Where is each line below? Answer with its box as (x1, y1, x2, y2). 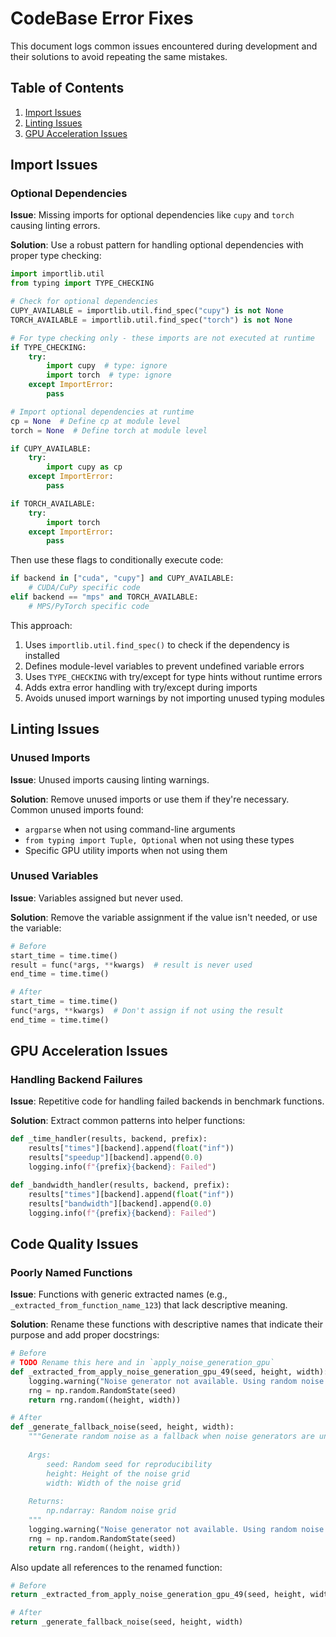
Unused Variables (10, 869, 99, 883)
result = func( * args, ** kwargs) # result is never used (10, 960, 253, 970)
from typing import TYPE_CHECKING (10, 278, 155, 289)
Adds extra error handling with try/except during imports (24, 681, 258, 693)
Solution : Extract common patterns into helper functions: (10, 1115, 246, 1127)
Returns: (28, 1497, 65, 1507)
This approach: (10, 619, 73, 631)
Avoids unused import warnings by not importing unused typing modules (24, 692, 325, 704)
